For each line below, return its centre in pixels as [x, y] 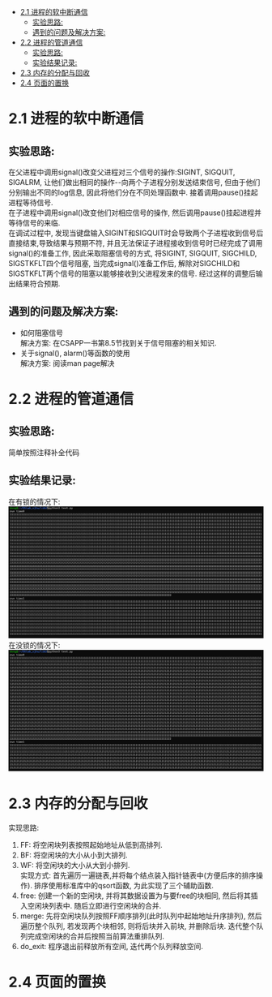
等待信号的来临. [34, 223]
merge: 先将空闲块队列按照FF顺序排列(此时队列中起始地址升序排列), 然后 [141, 916]
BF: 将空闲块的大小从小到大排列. [74, 855]
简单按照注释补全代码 [44, 452]
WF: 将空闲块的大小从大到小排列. [75, 866]
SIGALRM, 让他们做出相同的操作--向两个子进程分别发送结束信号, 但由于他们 [134, 182]
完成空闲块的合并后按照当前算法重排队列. [96, 936]
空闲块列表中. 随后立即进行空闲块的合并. [94, 906]
